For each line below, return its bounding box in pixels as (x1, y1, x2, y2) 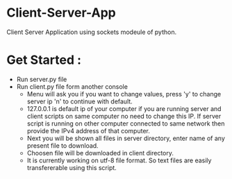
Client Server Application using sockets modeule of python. (6, 28, 177, 36)
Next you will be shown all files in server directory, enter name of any (26, 134, 225, 142)
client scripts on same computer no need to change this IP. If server (26, 112, 222, 120)
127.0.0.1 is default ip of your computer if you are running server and (26, 104, 222, 112)
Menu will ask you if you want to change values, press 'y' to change (26, 89, 222, 98)
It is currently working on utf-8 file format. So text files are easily (26, 156, 212, 164)
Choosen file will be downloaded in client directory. (26, 148, 174, 157)
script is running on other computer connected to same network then (26, 119, 225, 128)
